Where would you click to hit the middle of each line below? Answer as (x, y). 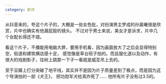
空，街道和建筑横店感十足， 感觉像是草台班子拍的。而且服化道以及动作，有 (82, 53)
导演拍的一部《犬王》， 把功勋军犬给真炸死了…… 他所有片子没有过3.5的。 (83, 76)
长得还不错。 (31, 37)
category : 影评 (20, 10)
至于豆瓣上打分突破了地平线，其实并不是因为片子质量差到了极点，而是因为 (81, 70)
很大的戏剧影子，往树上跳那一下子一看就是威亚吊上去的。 (63, 59)
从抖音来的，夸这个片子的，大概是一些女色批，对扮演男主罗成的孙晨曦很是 (81, 24)
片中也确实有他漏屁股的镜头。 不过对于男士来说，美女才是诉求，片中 (83, 31)
